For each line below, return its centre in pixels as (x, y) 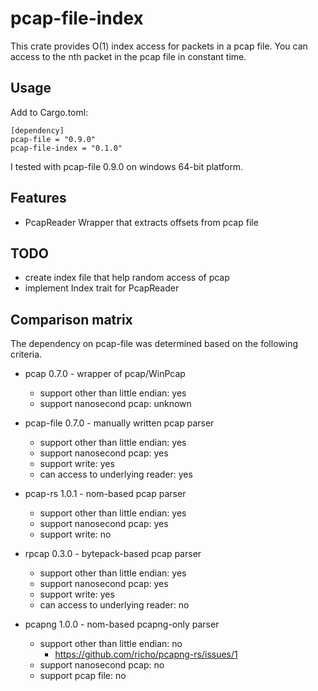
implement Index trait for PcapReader (102, 288)
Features (38, 198)
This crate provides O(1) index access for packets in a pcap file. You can (159, 46)
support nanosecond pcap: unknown (115, 404)
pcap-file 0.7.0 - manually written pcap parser (119, 423)
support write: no (75, 534)
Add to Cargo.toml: (49, 112)
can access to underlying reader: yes (116, 474)
